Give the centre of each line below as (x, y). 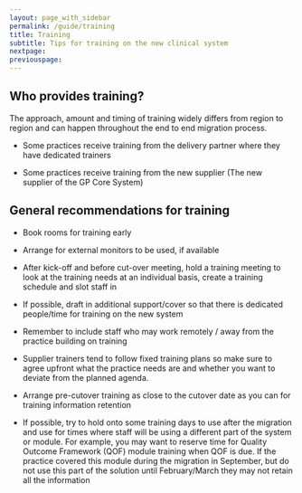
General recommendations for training (120, 210)
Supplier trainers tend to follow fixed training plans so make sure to (147, 358)
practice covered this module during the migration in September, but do (156, 460)
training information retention (77, 404)
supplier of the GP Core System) (83, 182)
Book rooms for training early (77, 232)
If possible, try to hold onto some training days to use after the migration (157, 422)
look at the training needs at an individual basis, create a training (143, 277)
